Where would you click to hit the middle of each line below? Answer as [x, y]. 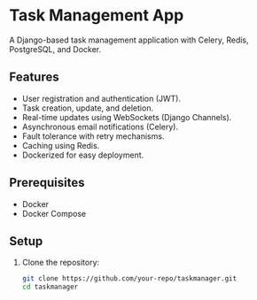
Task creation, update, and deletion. [87, 108]
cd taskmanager [50, 287]
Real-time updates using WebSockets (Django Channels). [127, 117]
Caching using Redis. [61, 145]
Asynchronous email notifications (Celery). [100, 127]
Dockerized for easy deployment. [83, 155]
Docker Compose [54, 213]
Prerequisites [47, 183]
